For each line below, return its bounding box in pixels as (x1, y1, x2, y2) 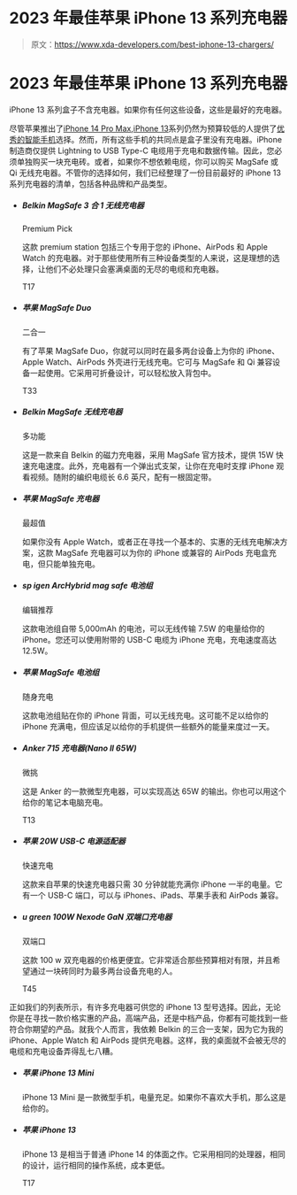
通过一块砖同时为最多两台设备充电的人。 (29, 966, 178, 976)
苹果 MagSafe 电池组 (21, 667, 100, 678)
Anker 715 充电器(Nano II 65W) (21, 743, 137, 753)
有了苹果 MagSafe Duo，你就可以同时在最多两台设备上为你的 (21, 345, 245, 356)
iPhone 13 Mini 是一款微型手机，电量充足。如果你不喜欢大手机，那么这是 (21, 1091, 287, 1102)
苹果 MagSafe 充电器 (21, 493, 100, 505)
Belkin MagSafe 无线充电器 (21, 406, 123, 417)
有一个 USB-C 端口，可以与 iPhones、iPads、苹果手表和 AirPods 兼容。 (21, 890, 284, 900)
